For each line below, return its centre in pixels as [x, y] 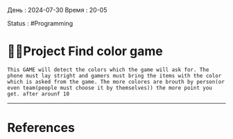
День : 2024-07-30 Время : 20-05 [57, 10]
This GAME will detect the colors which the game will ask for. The [108, 69]
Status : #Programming [40, 23]
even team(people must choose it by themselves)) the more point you [110, 88]
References [41, 128]
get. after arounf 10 [38, 94]
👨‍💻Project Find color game [85, 52]
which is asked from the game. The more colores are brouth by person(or [116, 82]
